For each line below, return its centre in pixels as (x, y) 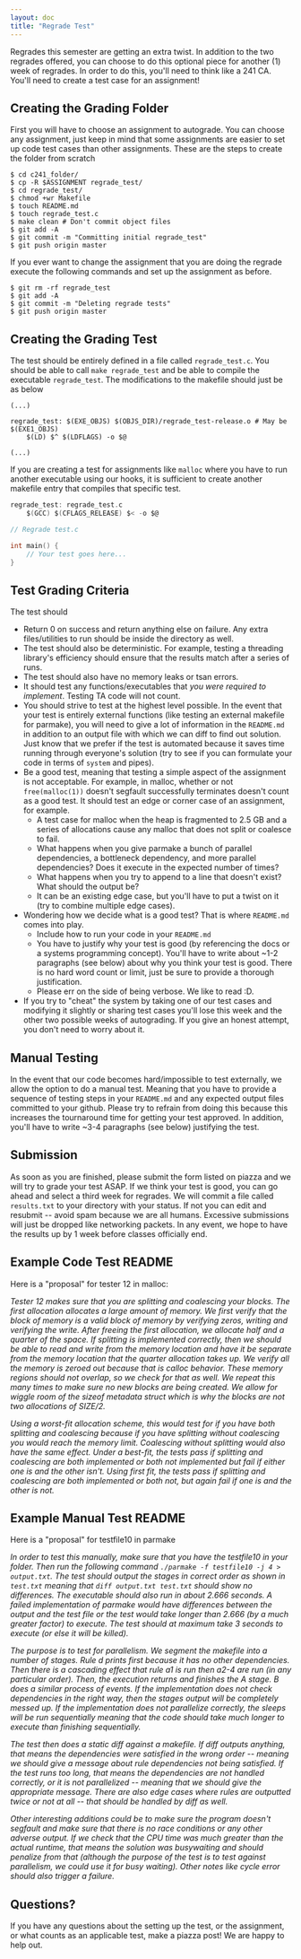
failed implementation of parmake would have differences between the (141, 1605)
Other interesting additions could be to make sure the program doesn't (141, 1819)
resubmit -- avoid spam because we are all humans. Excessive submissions (150, 1215)
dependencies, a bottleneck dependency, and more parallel (146, 858)
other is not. (32, 1490)
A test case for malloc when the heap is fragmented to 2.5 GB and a (162, 820)
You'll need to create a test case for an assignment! (105, 80)
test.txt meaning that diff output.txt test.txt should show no (132, 1586)
